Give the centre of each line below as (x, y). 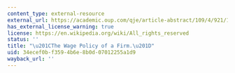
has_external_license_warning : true (60, 26)
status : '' (23, 40)
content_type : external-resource (56, 14)
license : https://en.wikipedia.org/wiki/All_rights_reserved (98, 33)
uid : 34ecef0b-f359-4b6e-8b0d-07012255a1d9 (72, 53)
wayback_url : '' (31, 59)
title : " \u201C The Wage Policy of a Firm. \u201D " (81, 46)
